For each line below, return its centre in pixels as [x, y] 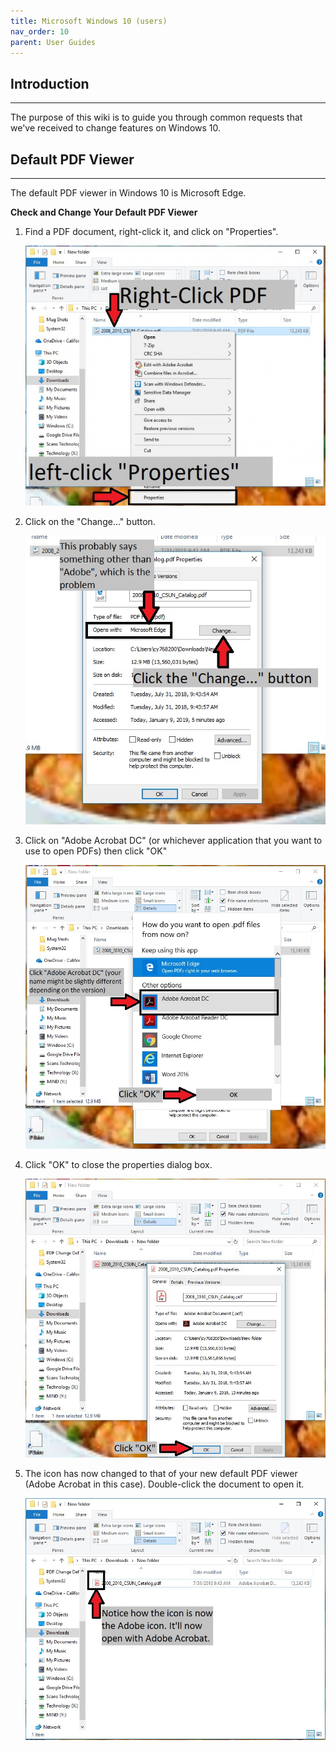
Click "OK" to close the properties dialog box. [118, 1164]
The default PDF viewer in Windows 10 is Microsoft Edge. [128, 193]
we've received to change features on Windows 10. [116, 128]
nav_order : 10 [40, 31]
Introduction [50, 83]
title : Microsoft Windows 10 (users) [89, 21]
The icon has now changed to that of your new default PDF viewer [161, 1473]
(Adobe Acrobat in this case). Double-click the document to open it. [164, 1484]
